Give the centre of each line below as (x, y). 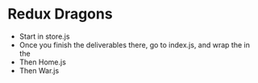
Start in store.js (44, 36)
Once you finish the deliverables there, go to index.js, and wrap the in (135, 44)
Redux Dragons (60, 14)
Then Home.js (42, 62)
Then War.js (39, 70)
